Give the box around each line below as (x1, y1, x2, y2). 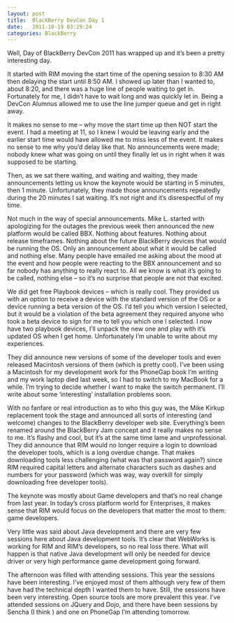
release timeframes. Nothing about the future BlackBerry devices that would (7, 237, 227, 245)
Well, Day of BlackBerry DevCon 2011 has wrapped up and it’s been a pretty (7, 49, 225, 57)
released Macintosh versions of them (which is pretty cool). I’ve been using (7, 361, 224, 369)
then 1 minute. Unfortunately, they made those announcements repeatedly (7, 186, 221, 194)
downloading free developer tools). (7, 478, 108, 487)
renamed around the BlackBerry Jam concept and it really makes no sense (7, 426, 222, 434)
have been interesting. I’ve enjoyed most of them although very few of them (7, 578, 226, 587)
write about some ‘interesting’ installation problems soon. (7, 390, 173, 399)
